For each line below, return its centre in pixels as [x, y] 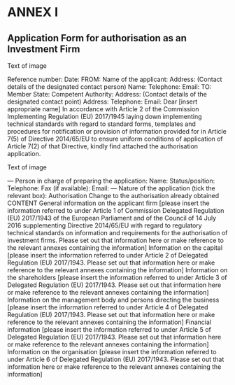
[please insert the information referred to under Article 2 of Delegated [108, 255]
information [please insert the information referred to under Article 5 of [109, 329]
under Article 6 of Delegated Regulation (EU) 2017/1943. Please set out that [116, 359]
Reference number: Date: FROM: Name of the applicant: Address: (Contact [115, 79]
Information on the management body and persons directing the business [113, 300]
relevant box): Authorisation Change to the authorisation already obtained [113, 196]
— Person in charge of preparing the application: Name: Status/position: [111, 181]
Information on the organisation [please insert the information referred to [112, 352]
